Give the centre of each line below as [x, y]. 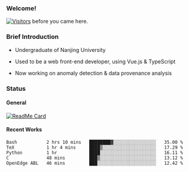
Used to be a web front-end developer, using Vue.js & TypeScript [95, 62]
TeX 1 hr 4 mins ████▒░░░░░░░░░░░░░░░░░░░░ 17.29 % [95, 148]
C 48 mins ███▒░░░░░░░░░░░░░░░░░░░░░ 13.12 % [95, 158]
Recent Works [24, 130]
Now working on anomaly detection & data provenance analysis [93, 73]
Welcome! [22, 8]
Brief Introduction [32, 37]
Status [16, 88]
